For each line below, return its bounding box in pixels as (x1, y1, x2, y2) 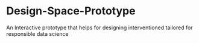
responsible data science (6, 30, 69, 37)
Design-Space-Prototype (6, 4, 136, 18)
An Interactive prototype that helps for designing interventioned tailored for (6, 24, 193, 31)
